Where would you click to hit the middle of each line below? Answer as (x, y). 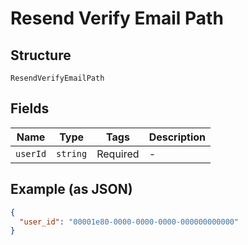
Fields (30, 108)
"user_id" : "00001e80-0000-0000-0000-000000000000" (129, 222)
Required (118, 154)
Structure (41, 55)
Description (177, 137)
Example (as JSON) (71, 189)
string (72, 153)
